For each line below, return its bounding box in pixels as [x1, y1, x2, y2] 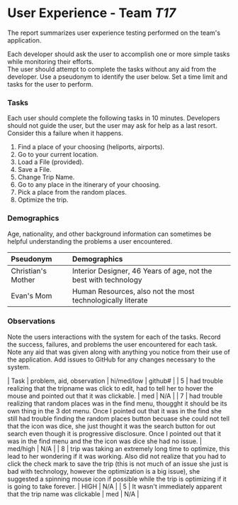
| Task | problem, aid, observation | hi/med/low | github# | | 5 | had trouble [7, 376, 223, 385]
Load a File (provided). [17, 158, 84, 166]
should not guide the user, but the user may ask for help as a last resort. [7, 121, 217, 130]
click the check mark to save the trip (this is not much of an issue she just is [7, 460, 229, 468]
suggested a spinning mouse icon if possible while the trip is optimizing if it [7, 474, 227, 483]
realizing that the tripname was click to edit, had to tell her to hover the [7, 384, 214, 392]
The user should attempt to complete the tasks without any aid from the [7, 65, 217, 73]
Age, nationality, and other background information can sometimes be [7, 229, 212, 238]
